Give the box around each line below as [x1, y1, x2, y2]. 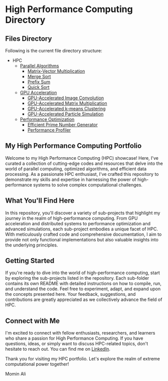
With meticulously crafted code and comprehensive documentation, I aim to [5, 231, 162, 237]
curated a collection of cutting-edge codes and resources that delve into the [5, 160, 163, 166]
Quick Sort [27, 84, 50, 90]
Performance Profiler [27, 127, 71, 133]
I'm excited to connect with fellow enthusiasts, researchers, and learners [5, 330, 155, 336]
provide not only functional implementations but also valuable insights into [5, 236, 159, 242]
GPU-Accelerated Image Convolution [27, 95, 104, 101]
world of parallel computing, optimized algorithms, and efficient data [5, 165, 147, 172]
